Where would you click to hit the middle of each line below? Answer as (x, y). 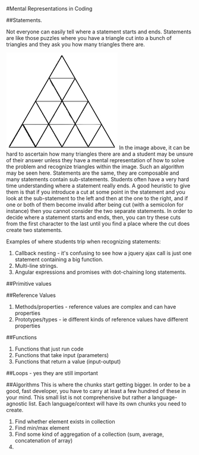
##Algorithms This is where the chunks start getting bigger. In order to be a (98, 385)
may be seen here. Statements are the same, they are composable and (93, 173)
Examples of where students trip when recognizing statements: (84, 242)
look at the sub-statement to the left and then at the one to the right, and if (97, 198)
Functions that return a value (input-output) (68, 361)
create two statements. (34, 230)
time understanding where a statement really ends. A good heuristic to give (98, 185)
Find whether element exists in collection (65, 422)
